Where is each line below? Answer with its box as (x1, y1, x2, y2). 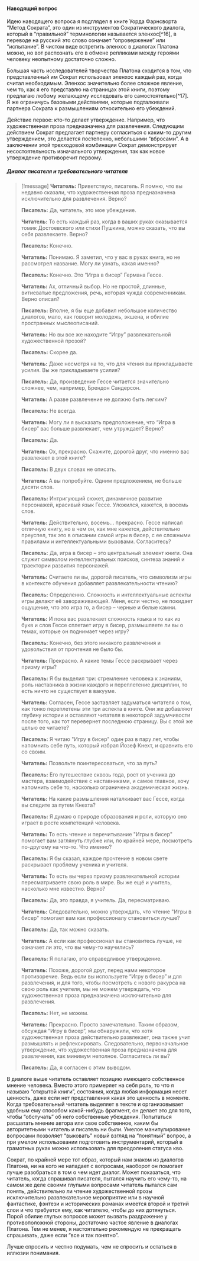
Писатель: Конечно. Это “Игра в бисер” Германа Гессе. (21, 271, 164, 278)
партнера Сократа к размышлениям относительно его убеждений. (6, 105, 177, 112)
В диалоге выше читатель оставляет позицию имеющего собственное (6, 1076, 185, 1083)
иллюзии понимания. (6, 1250, 60, 1257)
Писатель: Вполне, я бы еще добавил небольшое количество (21, 307, 178, 314)
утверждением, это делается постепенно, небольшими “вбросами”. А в (6, 135, 189, 142)
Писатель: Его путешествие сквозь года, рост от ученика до (21, 771, 176, 778)
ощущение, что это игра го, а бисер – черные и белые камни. (21, 604, 177, 611)
